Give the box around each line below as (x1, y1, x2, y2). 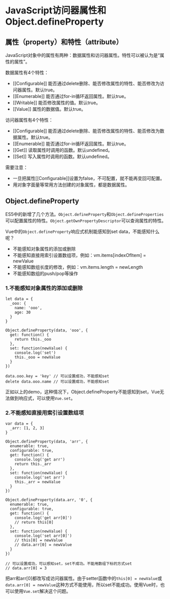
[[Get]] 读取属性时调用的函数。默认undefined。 (12, 147, 113, 153)
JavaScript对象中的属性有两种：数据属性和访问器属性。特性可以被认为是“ (5, 52, 160, 58)
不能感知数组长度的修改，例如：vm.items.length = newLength (12, 264, 143, 270)
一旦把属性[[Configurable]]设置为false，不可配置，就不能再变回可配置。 (12, 175, 165, 181)
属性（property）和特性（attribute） (5, 37, 123, 46)
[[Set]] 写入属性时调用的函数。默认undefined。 (12, 153, 112, 159)
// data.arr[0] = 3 (5, 566, 47, 571)
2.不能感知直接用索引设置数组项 (5, 409, 84, 416)
